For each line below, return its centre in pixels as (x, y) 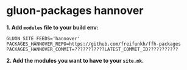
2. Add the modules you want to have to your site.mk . (75, 60)
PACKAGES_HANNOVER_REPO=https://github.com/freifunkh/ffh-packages (94, 44)
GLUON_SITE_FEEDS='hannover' (43, 38)
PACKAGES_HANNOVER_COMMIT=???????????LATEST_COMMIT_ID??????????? (92, 49)
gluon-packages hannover (75, 11)
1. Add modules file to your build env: (52, 27)
